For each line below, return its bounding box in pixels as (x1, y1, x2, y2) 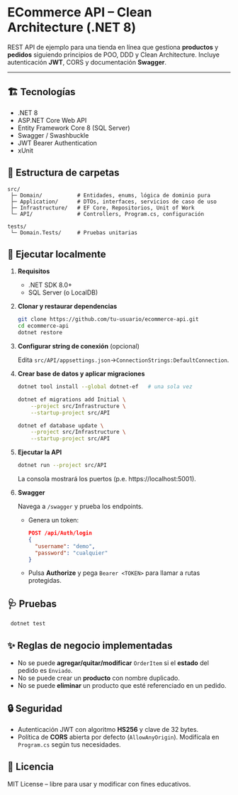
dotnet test (10, 620, 46, 627)
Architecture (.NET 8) (7, 19, 137, 35)
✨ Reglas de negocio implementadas (7, 640, 173, 652)
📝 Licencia (7, 761, 55, 773)
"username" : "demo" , (34, 542, 96, 550)
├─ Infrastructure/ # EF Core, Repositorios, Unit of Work (10, 204, 195, 212)
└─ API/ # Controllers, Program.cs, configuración (10, 210, 204, 217)
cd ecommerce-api (17, 322, 69, 330)
